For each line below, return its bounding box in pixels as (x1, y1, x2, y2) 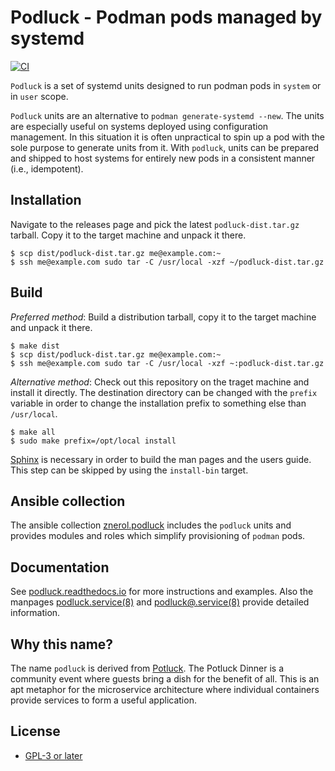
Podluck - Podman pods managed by (10, 6, 323, 29)
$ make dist (10, 341, 60, 351)
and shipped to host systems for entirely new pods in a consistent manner (10, 152, 316, 164)
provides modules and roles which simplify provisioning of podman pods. (10, 530, 306, 542)
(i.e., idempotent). (10, 162, 84, 175)
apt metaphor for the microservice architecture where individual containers (10, 684, 320, 695)
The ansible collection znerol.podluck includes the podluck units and (10, 519, 292, 531)
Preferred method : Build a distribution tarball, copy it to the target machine (10, 311, 317, 323)
